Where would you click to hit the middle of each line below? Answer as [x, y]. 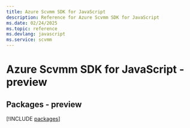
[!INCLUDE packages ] [33, 119]
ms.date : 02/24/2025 [32, 23]
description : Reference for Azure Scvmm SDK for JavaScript [83, 17]
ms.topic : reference [32, 29]
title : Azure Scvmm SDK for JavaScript [56, 12]
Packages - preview [44, 104]
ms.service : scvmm [29, 40]
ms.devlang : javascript [36, 34]
